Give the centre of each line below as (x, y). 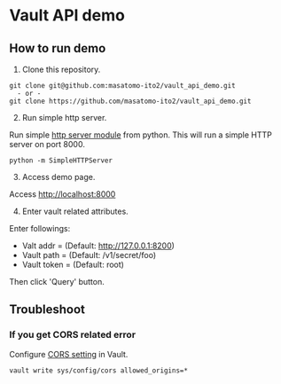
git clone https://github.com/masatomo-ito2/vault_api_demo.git (130, 101)
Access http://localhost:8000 (62, 194)
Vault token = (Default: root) (73, 264)
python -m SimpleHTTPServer (61, 161)
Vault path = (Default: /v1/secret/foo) (89, 255)
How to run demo (58, 48)
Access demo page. (59, 177)
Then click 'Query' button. (57, 282)
